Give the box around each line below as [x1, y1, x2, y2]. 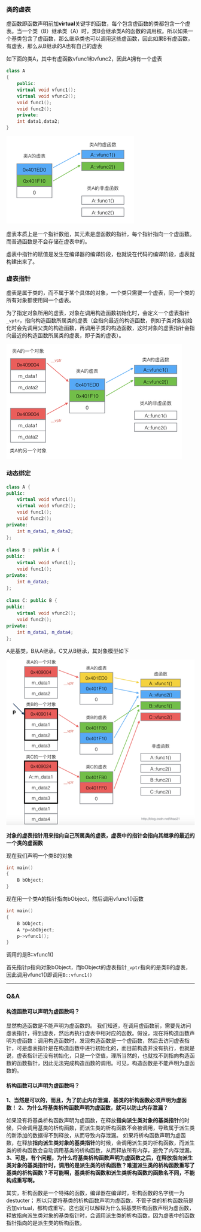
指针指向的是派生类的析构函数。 [6, 1219, 85, 1226]
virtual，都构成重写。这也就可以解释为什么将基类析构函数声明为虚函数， [16, 1204, 194, 1211]
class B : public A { [6, 547, 60, 553]
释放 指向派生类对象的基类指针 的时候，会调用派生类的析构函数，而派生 [22, 1139, 195, 1146]
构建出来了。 [6, 258, 38, 265]
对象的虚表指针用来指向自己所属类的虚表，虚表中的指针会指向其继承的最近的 [6, 831, 195, 839]
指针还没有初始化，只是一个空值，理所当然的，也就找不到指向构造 [26, 1052, 190, 1060]
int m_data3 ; [17, 579, 50, 585]
